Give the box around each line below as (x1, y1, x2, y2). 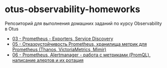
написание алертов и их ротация (12, 57, 84, 63)
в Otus (5, 25, 19, 31)
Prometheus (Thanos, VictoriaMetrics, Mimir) (12, 46, 107, 52)
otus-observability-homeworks (5, 4, 141, 15)
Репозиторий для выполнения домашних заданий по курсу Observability (5, 20, 162, 26)
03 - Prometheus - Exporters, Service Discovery (12, 36, 114, 42)
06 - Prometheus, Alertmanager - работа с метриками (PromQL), (12, 52, 151, 58)
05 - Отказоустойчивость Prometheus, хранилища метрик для (12, 41, 147, 47)
